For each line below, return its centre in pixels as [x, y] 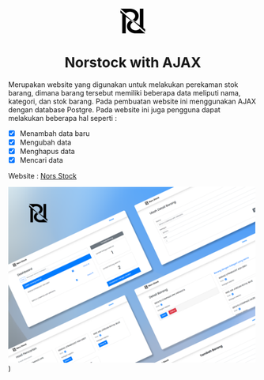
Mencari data [41, 160]
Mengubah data [45, 142]
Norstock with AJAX [133, 63]
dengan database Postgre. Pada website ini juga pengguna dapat [115, 109]
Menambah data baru [55, 133]
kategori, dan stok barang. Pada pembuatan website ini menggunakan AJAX [132, 101]
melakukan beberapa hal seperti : [62, 118]
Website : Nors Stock [43, 176]
